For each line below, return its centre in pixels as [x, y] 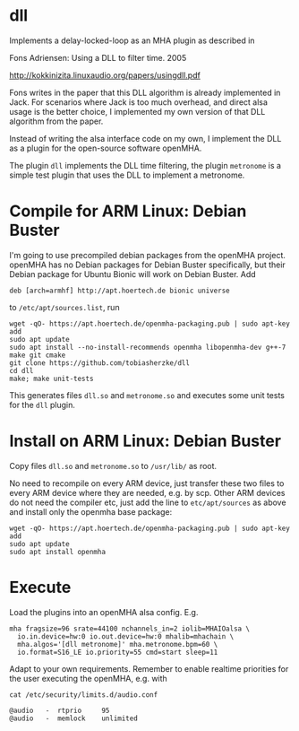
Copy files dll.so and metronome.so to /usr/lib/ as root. [113, 466]
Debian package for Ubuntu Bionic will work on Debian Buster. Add [133, 274]
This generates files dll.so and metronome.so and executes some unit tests [147, 395]
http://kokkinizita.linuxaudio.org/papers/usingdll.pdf [105, 75]
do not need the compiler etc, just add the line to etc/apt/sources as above [148, 502]
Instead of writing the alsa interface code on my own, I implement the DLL [145, 138]
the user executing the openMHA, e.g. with [88, 678]
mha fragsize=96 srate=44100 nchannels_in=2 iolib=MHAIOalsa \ [130, 629]
